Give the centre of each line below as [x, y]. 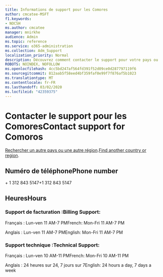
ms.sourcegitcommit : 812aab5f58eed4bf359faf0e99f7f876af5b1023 [71, 74]
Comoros [24, 137]
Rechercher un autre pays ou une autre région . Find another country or [76, 151]
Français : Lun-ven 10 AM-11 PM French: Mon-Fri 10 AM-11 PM [67, 256]
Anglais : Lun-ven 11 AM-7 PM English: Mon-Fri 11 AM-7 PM [64, 232]
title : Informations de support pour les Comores [57, 10]
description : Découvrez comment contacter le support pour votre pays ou [82, 60]
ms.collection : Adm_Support [34, 50]
